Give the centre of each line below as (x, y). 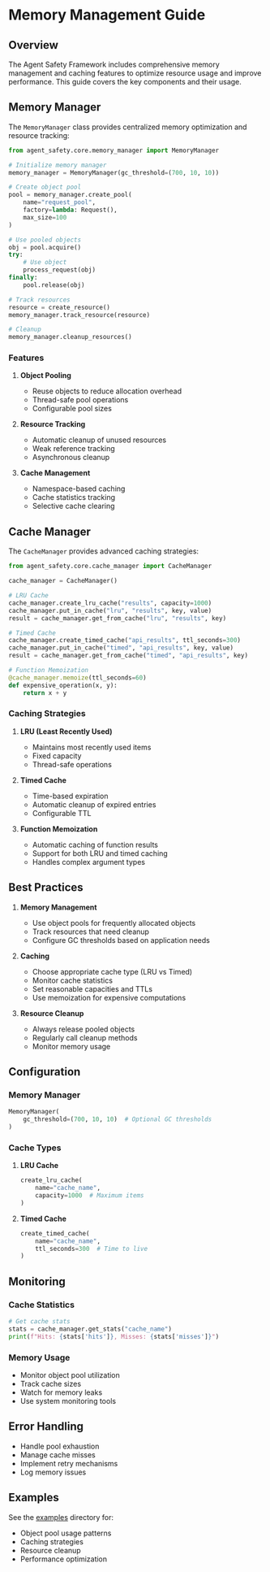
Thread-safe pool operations (80, 400)
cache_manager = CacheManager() (63, 581)
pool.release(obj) (54, 285)
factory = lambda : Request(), (70, 210)
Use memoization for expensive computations (109, 997)
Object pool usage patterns (66, 1533)
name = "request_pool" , (59, 202)
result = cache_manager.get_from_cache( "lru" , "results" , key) (118, 618)
